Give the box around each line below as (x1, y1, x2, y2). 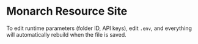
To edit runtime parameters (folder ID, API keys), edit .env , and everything (6, 24, 193, 32)
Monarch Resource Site (6, 4, 128, 18)
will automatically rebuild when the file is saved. (6, 31, 127, 38)
